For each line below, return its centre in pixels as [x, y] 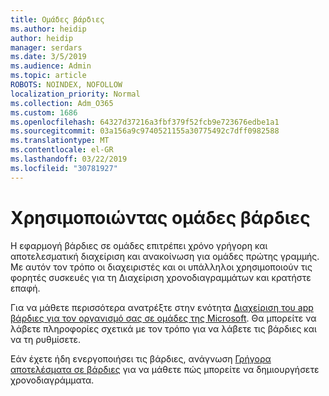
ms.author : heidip [48, 29]
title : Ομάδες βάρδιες [57, 19]
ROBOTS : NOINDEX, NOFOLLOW [66, 85]
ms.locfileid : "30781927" [64, 168]
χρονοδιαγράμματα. [52, 380]
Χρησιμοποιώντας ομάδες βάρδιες [160, 217]
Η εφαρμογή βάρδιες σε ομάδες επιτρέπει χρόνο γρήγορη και [139, 245]
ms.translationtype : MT [60, 141]
